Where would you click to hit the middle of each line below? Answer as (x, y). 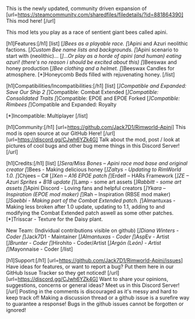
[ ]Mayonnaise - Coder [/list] (39, 249)
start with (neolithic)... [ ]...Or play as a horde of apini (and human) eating (94, 56)
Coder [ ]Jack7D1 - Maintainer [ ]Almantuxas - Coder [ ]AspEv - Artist (88, 237)
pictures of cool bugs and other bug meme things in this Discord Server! (93, 146)
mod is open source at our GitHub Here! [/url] (61, 133)
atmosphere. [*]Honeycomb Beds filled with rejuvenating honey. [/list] (90, 74)
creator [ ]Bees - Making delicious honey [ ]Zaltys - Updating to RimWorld (94, 169)
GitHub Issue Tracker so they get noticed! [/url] (63, 273)
